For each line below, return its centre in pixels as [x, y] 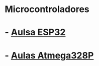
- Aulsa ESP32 [35, 32]
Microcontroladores [47, 9]
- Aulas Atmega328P [49, 55]
